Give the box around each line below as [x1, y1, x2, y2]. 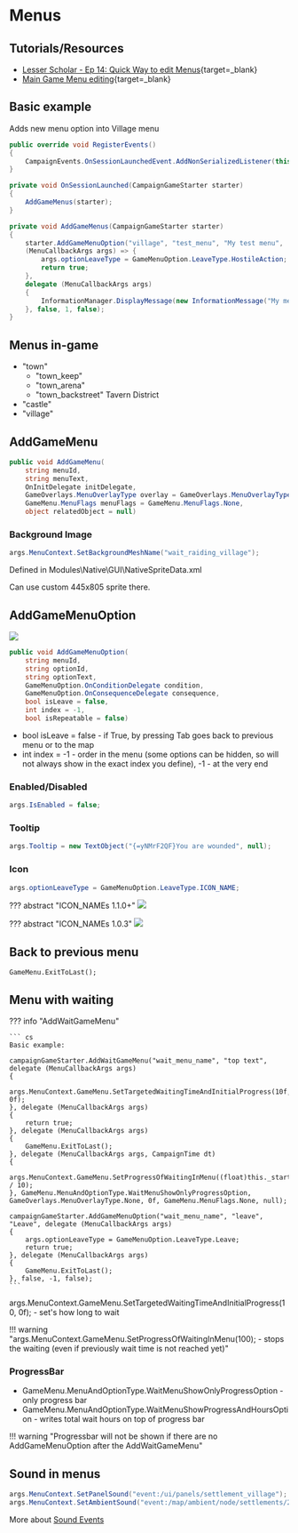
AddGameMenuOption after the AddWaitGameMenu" [9, 1441, 203, 1451]
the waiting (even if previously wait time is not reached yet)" [9, 1344, 229, 1354]
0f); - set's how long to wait [18, 1307, 120, 1318]
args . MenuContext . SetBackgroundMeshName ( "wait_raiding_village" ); [9, 549, 260, 558]
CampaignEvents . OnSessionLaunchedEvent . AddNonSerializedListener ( [25, 157, 276, 165]
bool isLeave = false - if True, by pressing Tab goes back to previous [21, 730, 274, 741]
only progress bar [21, 1395, 88, 1406]
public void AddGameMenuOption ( [9, 648, 129, 657]
